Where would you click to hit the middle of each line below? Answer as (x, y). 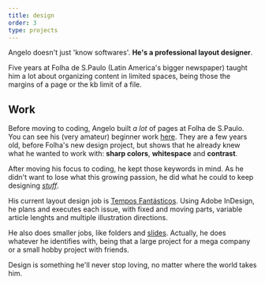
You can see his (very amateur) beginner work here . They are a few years (128, 137)
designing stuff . (34, 185)
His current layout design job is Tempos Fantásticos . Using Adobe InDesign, (131, 201)
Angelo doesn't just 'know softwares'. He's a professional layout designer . (131, 53)
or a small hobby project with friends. (69, 250)
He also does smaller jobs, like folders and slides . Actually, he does (117, 233)
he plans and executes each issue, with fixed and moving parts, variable (125, 209)
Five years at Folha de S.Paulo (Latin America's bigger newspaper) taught (128, 68)
